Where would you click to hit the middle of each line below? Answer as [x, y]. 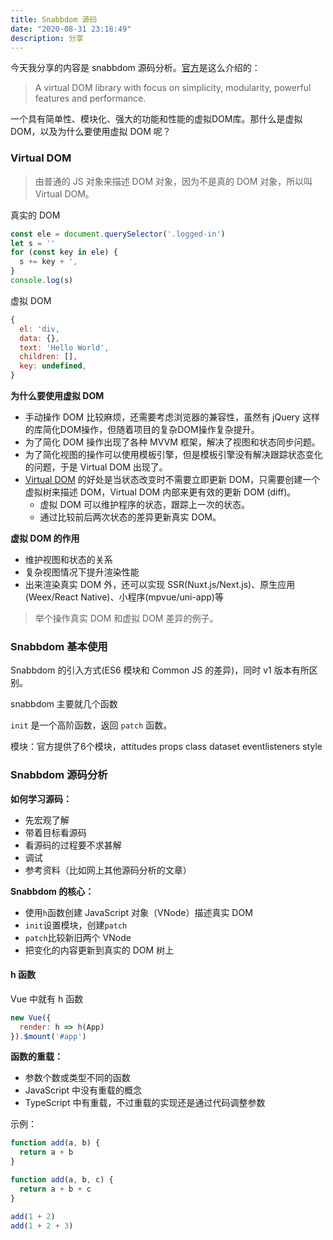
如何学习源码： [41, 798]
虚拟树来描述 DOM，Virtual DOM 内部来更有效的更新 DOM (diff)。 [160, 492]
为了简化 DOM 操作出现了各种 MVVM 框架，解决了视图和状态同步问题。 [172, 442]
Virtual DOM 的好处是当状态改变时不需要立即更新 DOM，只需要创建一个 [172, 480]
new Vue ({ [31, 1017]
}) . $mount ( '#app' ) [48, 1036]
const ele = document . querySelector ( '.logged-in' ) [118, 234]
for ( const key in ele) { [64, 252]
